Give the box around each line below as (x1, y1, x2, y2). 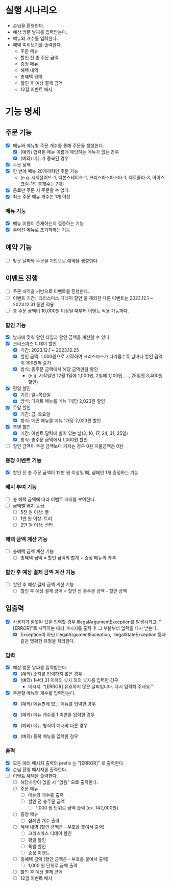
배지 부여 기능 (5, 483, 37, 490)
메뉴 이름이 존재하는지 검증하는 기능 (12, 220, 84, 226)
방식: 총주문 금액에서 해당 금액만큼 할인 (20, 366, 99, 373)
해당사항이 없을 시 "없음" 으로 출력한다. (20, 779, 99, 785)
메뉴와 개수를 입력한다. (12, 35, 58, 41)
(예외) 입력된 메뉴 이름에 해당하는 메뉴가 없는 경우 (20, 149, 119, 155)
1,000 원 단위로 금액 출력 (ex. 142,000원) (35, 805, 118, 811)
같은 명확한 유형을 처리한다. (20, 637, 75, 644)
